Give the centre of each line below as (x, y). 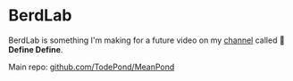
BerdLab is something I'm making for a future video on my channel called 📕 (146, 40)
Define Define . (36, 49)
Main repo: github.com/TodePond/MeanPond (92, 67)
